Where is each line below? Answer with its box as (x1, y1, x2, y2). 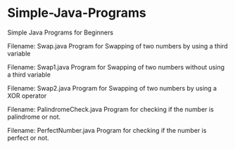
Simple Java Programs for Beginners (7, 28, 114, 37)
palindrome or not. (7, 112, 61, 121)
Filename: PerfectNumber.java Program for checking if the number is (7, 126, 207, 134)
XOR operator (7, 91, 47, 100)
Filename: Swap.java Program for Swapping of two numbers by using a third (7, 41, 229, 50)
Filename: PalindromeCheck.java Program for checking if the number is (7, 105, 215, 113)
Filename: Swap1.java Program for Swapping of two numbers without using (7, 63, 225, 71)
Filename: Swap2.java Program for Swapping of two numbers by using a (7, 84, 217, 92)
